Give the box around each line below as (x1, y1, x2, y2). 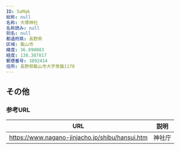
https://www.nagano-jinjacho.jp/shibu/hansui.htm (9, 134, 148, 142)
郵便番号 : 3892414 (6, 58, 48, 64)
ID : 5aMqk (6, 8, 31, 15)
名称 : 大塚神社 (6, 19, 38, 25)
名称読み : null (6, 25, 40, 31)
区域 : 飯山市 (6, 42, 34, 48)
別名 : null (6, 31, 31, 36)
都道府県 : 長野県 (6, 36, 42, 42)
